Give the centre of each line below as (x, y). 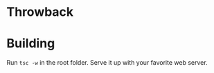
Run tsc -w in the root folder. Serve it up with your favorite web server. (107, 63)
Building (31, 44)
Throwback (40, 12)
